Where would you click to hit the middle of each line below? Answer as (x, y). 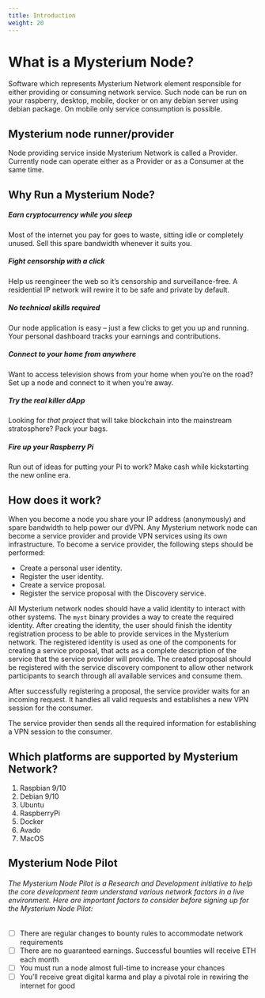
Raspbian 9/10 (43, 788)
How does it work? (55, 500)
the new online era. (40, 475)
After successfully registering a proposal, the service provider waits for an (129, 691)
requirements (41, 942)
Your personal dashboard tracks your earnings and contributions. (115, 336)
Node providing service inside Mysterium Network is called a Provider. (123, 153)
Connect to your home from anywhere (72, 354)
